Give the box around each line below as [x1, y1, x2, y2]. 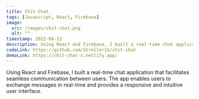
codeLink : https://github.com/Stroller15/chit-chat [6, 47, 136, 53]
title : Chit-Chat [6, 8, 49, 15]
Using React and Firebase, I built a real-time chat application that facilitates [6, 68, 190, 75]
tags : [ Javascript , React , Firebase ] [6, 14, 99, 20]
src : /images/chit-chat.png [11, 25, 81, 31]
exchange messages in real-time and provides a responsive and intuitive [6, 81, 183, 88]
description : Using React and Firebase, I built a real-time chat [6, 42, 174, 48]
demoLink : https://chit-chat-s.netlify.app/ [6, 52, 118, 58]
